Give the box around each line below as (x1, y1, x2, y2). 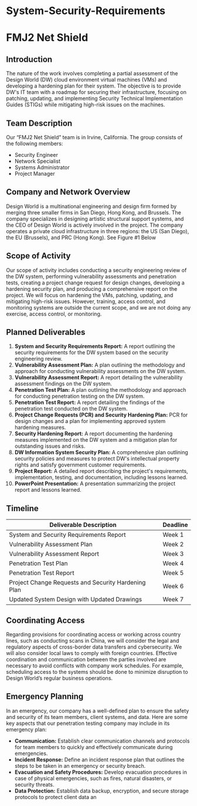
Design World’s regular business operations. (6, 674, 113, 682)
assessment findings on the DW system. (14, 380, 113, 387)
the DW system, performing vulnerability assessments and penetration (6, 273, 177, 280)
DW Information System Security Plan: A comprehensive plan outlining (14, 449, 189, 456)
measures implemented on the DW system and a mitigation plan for (14, 436, 178, 444)
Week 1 (162, 530, 184, 539)
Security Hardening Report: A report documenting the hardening (14, 430, 173, 437)
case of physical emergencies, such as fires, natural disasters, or (14, 774, 172, 782)
